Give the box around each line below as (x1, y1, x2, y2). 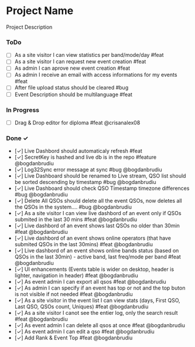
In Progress (6, 106, 40, 114)
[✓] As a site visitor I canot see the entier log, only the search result (14, 309, 178, 317)
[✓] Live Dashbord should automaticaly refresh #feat (14, 148, 142, 155)
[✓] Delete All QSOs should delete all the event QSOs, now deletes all (14, 198, 183, 205)
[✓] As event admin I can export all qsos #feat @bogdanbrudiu (14, 278, 167, 285)
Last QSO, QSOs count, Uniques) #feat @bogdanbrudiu (14, 303, 149, 310)
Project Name (6, 4, 74, 18)
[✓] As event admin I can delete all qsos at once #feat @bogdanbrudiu (14, 322, 186, 329)
